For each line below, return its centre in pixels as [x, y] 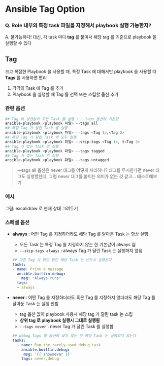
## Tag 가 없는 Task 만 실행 [32, 156]
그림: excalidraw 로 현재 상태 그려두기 [42, 208]
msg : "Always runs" [41, 278]
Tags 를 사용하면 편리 [26, 78]
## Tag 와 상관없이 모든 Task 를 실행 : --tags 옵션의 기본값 [62, 119]
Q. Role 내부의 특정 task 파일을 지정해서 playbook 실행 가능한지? [78, 26]
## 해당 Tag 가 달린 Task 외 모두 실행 [41, 137]
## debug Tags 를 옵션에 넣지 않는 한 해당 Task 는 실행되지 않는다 [74, 336]
